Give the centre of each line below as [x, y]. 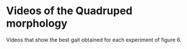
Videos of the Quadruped [69, 11]
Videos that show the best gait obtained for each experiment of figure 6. [94, 40]
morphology [37, 23]
